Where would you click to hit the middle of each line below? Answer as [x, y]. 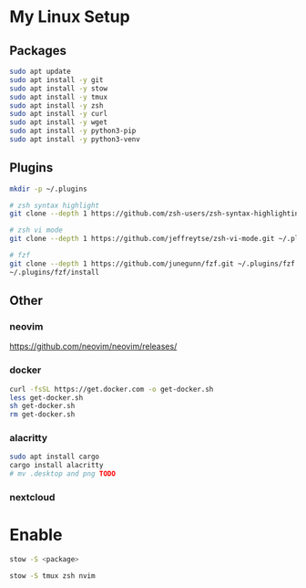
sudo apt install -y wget [58, 122]
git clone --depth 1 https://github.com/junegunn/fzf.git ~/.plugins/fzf [153, 263]
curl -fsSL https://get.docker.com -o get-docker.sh [112, 389]
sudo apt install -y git [56, 79]
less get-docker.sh [46, 398]
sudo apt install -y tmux [58, 97]
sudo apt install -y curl [58, 114]
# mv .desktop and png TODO [63, 474]
